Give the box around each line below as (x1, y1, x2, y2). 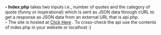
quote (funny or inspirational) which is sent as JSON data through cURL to (5, 9, 155, 15)
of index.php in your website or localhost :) (5, 24, 92, 30)
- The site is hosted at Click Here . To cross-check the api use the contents (5, 19, 157, 25)
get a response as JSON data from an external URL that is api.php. (5, 14, 139, 20)
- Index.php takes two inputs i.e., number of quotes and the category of (5, 4, 150, 10)
